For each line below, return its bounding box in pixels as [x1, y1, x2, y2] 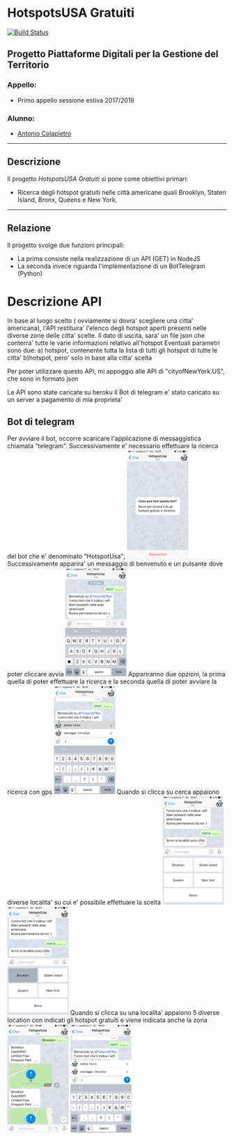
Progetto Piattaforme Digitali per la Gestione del [7, 48, 219, 60]
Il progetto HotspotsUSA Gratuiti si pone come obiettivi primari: [7, 175, 189, 183]
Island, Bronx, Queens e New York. [17, 195, 118, 204]
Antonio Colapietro [17, 129, 72, 138]
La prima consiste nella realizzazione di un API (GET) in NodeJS [17, 254, 201, 262]
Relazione [7, 222, 52, 235]
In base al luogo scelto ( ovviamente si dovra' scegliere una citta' [7, 316, 194, 325]
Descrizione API [7, 293, 102, 309]
